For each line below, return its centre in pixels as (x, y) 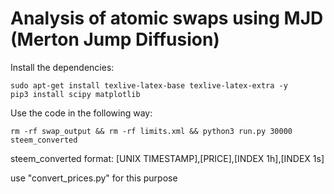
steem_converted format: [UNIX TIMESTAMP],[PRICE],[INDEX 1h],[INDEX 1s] (167, 158)
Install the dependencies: (62, 67)
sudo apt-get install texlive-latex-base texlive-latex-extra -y (149, 85)
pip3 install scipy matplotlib (75, 94)
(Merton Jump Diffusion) (115, 39)
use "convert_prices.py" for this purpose (94, 178)
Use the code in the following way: (81, 113)
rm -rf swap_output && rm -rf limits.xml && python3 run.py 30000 (151, 131)
